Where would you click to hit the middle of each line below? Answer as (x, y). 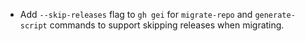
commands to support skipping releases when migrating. (167, 25)
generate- (275, 15)
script (33, 26)
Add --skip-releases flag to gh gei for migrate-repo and (136, 14)
